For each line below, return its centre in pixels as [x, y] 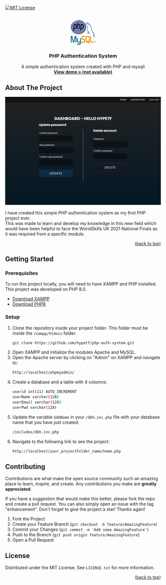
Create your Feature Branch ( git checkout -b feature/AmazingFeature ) [85, 524]
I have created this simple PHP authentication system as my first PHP [76, 213]
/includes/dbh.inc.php [36, 432]
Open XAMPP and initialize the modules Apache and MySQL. [74, 352]
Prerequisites [21, 273]
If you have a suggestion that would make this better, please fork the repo [80, 499]
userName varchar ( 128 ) [36, 397]
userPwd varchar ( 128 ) [35, 407]
